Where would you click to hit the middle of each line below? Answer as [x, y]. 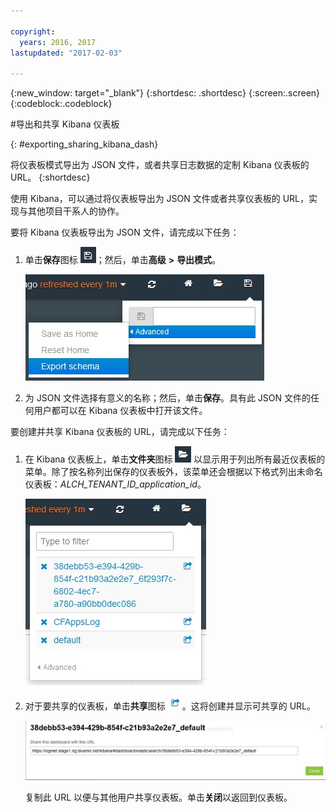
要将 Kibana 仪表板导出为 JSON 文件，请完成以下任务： [125, 232]
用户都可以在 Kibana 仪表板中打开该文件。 [120, 411]
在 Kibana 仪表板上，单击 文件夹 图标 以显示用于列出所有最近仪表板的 [175, 459]
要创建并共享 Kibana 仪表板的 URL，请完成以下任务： [120, 432]
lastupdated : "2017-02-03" [66, 53]
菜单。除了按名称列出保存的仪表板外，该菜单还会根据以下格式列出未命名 [173, 472]
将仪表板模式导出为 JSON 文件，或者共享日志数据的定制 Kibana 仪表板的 [160, 165]
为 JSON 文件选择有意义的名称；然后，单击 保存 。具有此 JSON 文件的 [168, 398]
